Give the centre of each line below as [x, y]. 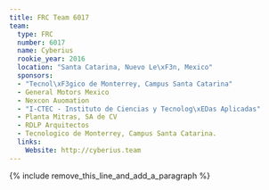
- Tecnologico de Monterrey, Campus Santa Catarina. [117, 134]
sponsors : [35, 76]
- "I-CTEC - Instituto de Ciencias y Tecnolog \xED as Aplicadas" [139, 109]
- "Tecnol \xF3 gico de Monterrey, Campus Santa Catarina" [125, 84]
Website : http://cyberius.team [83, 150]
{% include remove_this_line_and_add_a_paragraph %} [110, 176]
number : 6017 [41, 42]
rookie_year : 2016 [52, 59]
